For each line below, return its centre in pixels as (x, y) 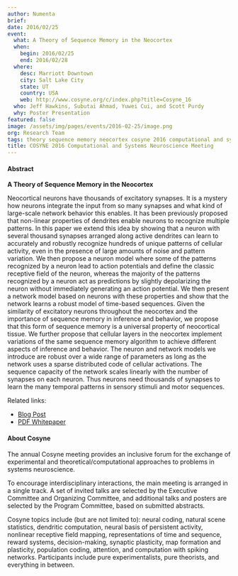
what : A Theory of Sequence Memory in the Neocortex (93, 40)
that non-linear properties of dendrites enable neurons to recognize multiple (119, 221)
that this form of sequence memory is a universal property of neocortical (114, 327)
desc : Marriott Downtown (57, 73)
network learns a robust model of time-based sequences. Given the (106, 304)
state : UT (35, 87)
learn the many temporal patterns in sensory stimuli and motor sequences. (116, 387)
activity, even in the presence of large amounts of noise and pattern (106, 251)
